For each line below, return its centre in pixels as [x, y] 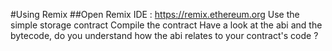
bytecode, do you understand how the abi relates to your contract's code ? [164, 35]
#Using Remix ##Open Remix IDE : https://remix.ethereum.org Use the [155, 14]
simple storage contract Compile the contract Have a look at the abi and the [166, 25]
